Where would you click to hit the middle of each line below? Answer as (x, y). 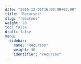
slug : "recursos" (22, 18)
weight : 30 (25, 50)
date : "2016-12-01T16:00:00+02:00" (41, 9)
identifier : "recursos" (38, 54)
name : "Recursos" (31, 45)
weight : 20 (16, 23)
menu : (10, 37)
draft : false (18, 32)
